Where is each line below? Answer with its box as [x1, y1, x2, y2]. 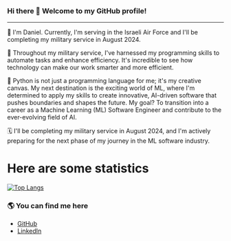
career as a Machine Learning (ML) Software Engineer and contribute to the [7, 106, 222, 114]
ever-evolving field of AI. [7, 113, 77, 122]
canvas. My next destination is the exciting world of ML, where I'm [7, 84, 195, 92]
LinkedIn [16, 227, 42, 235]
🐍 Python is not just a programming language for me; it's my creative [7, 77, 201, 85]
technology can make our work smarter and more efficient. [7, 63, 174, 71]
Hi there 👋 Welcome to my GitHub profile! [7, 6, 147, 16]
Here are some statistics [7, 161, 149, 176]
